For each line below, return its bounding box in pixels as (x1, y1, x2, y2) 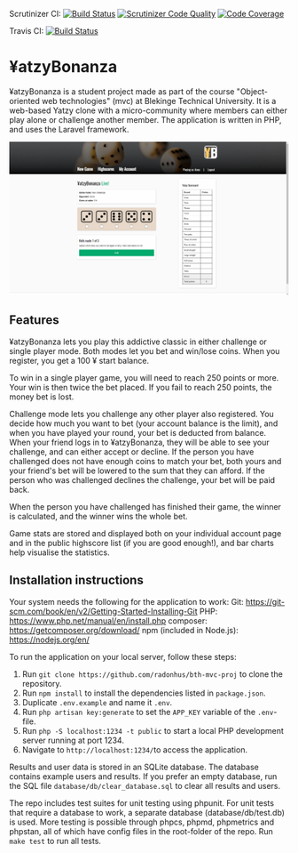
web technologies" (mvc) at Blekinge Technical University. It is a (41, 95, 277, 106)
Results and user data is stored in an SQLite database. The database (9, 761, 259, 772)
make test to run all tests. (9, 835, 102, 846)
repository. (21, 678, 62, 688)
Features (9, 312, 59, 328)
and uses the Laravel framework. (9, 124, 129, 134)
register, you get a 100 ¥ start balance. (9, 355, 149, 366)
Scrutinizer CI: (9, 9, 62, 19)
